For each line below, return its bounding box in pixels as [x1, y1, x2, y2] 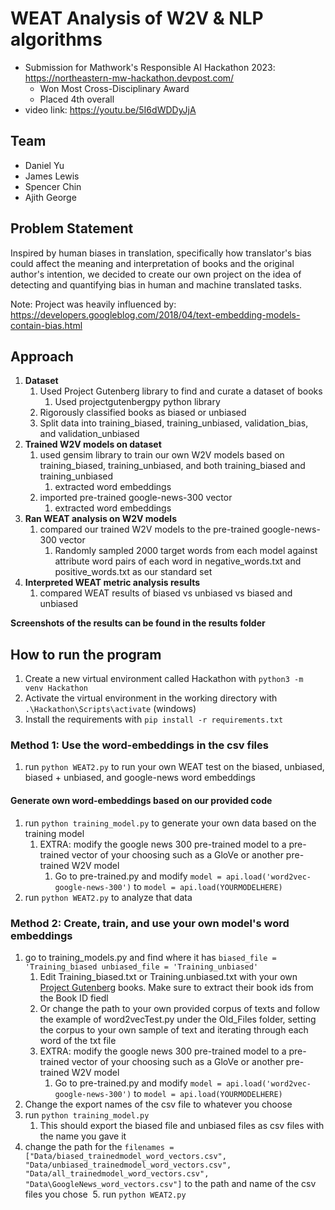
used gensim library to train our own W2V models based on [39, 449, 285, 461]
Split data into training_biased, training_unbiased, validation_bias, [39, 417, 309, 429]
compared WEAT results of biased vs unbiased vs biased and [39, 587, 293, 599]
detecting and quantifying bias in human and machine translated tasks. [10, 278, 303, 291]
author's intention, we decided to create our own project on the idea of [10, 268, 302, 280]
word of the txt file [39, 1034, 117, 1046]
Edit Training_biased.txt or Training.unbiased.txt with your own [39, 970, 298, 982]
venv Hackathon [24, 683, 89, 694]
